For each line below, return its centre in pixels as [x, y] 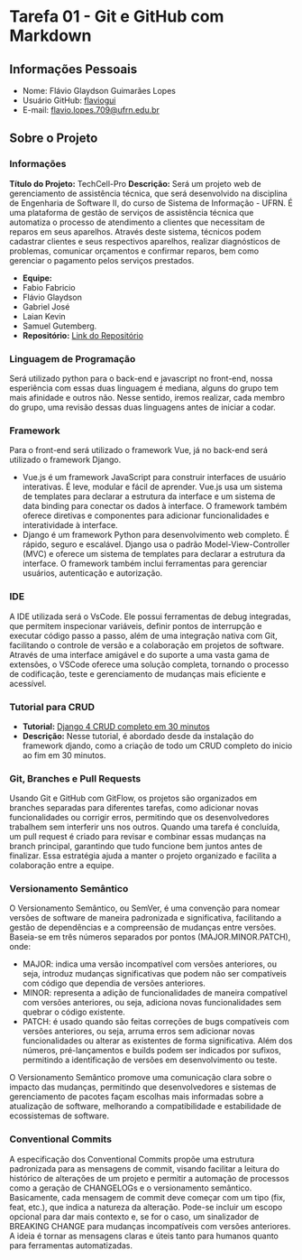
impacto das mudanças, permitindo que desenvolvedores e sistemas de [143, 1087]
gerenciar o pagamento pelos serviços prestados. [102, 260]
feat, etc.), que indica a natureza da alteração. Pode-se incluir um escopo [146, 1207]
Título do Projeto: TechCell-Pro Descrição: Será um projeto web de [135, 183]
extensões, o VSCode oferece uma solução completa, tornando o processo [149, 664]
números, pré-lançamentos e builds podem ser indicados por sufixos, [151, 1051]
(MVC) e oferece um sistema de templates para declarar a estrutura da [154, 554]
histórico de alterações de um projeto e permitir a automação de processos [150, 1178]
